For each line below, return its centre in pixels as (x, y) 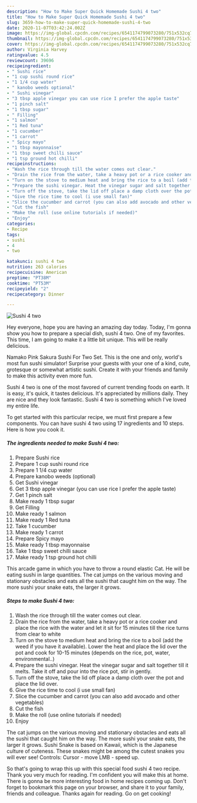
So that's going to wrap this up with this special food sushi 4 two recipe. (94, 769)
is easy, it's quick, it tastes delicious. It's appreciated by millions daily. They (97, 393)
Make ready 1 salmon (41, 514)
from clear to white (38, 634)
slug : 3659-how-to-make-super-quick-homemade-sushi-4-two (79, 22)
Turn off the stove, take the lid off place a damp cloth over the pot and (99, 678)
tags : (13, 235)
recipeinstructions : (32, 164)
